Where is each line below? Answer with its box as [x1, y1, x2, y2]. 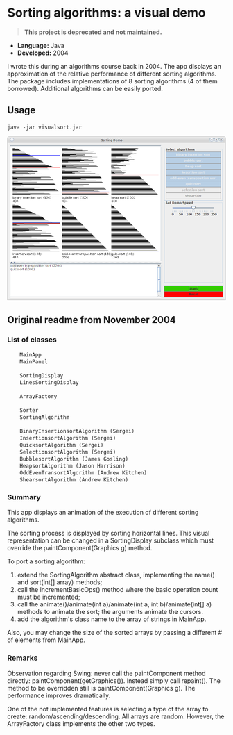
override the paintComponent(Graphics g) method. [7, 544, 153, 552]
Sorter [19, 407, 39, 414]
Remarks [7, 653, 38, 663]
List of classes [7, 335, 57, 345]
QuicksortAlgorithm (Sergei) [19, 442, 104, 449]
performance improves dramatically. [7, 691, 111, 700]
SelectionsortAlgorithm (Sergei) [19, 449, 116, 456]
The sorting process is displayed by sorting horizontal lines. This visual [7, 529, 210, 538]
